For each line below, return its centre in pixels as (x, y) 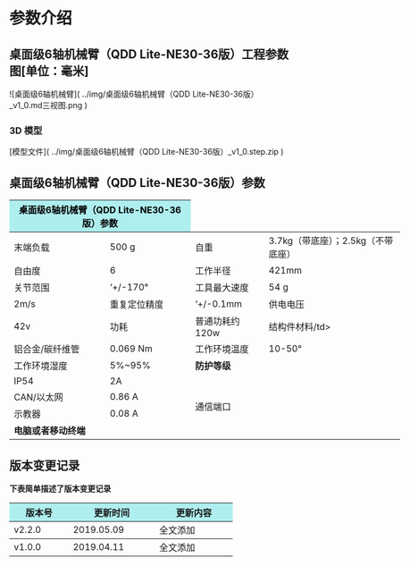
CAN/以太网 (39, 397)
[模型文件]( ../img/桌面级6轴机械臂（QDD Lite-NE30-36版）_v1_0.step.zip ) (146, 152)
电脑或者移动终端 (50, 431)
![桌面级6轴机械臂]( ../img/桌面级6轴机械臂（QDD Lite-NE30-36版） (134, 94)
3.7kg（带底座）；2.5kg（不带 (331, 241)
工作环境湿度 (41, 366)
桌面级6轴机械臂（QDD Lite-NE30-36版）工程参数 (149, 54)
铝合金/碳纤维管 (47, 350)
